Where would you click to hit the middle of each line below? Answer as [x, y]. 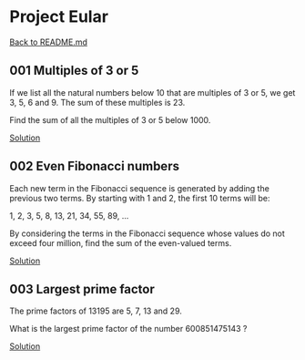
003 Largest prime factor [82, 289]
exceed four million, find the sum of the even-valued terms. [121, 242]
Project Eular [59, 17]
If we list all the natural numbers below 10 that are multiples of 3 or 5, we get [152, 92]
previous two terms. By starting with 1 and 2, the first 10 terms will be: [140, 198]
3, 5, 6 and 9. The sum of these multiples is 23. [97, 102]
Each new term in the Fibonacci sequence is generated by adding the [140, 188]
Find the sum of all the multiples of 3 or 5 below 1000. [110, 119]
